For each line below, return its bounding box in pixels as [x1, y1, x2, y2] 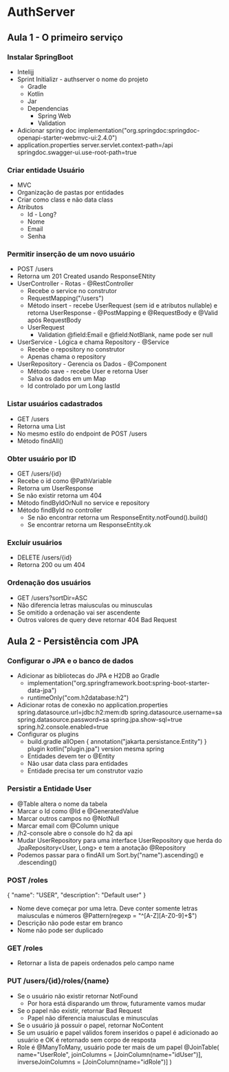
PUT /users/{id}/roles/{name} [7, 976, 110, 986]
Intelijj [17, 67, 34, 76]
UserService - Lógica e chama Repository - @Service [17, 338, 170, 346]
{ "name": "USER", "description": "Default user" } [7, 890, 146, 899]
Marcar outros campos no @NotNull [17, 814, 120, 822]
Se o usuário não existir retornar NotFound [17, 991, 138, 1000]
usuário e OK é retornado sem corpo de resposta [17, 1036, 157, 1044]
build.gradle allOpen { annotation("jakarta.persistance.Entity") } [27, 738, 208, 746]
